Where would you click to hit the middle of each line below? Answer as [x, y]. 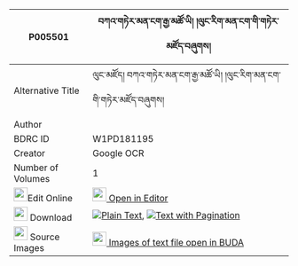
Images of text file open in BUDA [176, 243]
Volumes [32, 179]
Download [51, 218]
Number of [36, 168]
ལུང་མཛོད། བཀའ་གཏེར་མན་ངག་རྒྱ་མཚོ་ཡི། [158, 75]
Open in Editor [138, 198]
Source [45, 237]
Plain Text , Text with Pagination [171, 215]
